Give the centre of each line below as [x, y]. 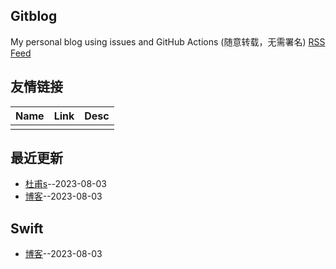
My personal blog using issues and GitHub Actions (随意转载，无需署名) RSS [168, 41]
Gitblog [34, 16]
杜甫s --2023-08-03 [66, 184]
